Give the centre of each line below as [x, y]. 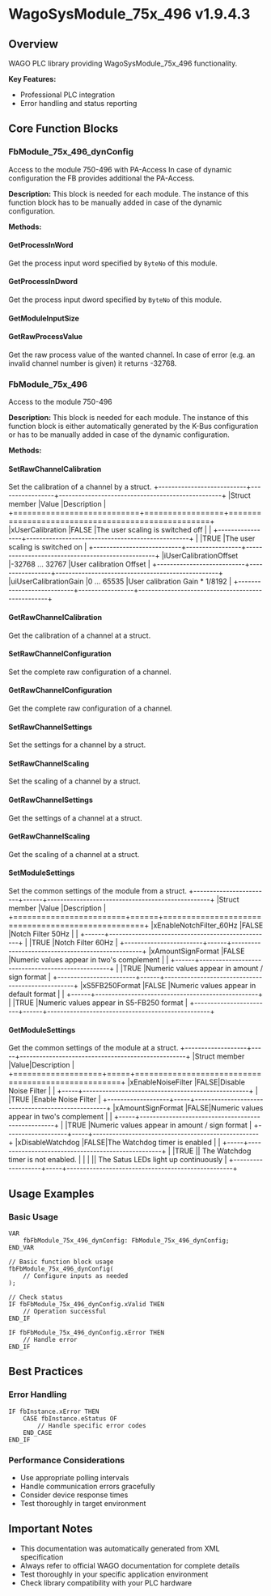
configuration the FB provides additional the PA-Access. [102, 178]
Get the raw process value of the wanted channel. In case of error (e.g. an [132, 354]
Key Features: [32, 79]
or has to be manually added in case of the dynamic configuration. [119, 435]
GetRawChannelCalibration [55, 617]
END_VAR [21, 1247]
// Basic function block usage [61, 1262]
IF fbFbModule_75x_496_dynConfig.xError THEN [86, 1332]
